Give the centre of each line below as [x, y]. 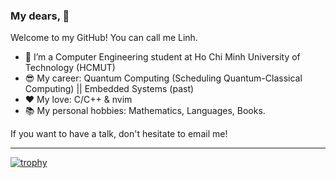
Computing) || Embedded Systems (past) [109, 89]
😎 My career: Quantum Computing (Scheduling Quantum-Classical [163, 78]
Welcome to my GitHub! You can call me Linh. [104, 38]
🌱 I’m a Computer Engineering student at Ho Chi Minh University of [162, 57]
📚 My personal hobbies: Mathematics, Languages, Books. [145, 111]
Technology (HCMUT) [70, 68]
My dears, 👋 [40, 16]
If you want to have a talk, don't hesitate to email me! [119, 134]
